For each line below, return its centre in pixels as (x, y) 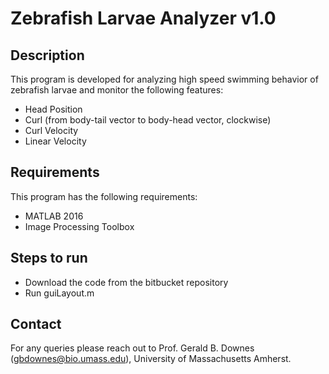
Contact (36, 324)
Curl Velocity (51, 130)
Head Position (53, 109)
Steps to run (49, 258)
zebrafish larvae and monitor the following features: (117, 90)
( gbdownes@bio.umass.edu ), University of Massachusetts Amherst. (151, 359)
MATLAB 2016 (54, 216)
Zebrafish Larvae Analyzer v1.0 (143, 18)
